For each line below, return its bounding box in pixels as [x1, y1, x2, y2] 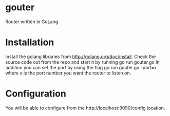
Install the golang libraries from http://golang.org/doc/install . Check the [5, 53, 156, 60]
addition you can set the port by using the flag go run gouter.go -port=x [5, 64, 157, 70]
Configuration [5, 88, 67, 100]
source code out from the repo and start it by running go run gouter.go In [5, 59, 160, 65]
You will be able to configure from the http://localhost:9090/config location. [5, 105, 165, 111]
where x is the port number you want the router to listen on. [5, 70, 131, 76]
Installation [5, 36, 54, 48]
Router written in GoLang [5, 18, 59, 25]
